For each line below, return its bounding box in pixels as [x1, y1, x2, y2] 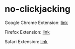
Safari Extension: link [4, 38, 48, 45]
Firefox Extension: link [4, 29, 50, 35]
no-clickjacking [4, 3, 71, 15]
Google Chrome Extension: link [4, 20, 68, 25]
